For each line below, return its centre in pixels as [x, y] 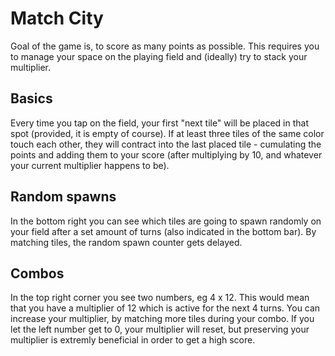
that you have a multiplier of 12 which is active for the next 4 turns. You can [165, 308]
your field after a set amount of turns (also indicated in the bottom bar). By [163, 231]
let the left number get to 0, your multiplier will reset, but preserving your [160, 329]
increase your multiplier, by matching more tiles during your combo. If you [162, 319]
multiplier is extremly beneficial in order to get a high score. [133, 340]
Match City [57, 18]
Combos [37, 273]
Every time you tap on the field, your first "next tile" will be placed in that [159, 123]
